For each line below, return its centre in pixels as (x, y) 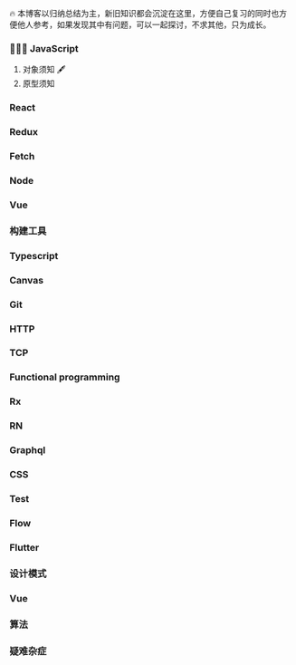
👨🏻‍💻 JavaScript (44, 48)
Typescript (34, 255)
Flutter (24, 547)
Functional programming (65, 377)
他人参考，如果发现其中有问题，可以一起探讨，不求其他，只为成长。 (144, 24)
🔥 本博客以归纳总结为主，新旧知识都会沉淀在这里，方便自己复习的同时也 (144, 13)
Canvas (26, 280)
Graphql (28, 450)
